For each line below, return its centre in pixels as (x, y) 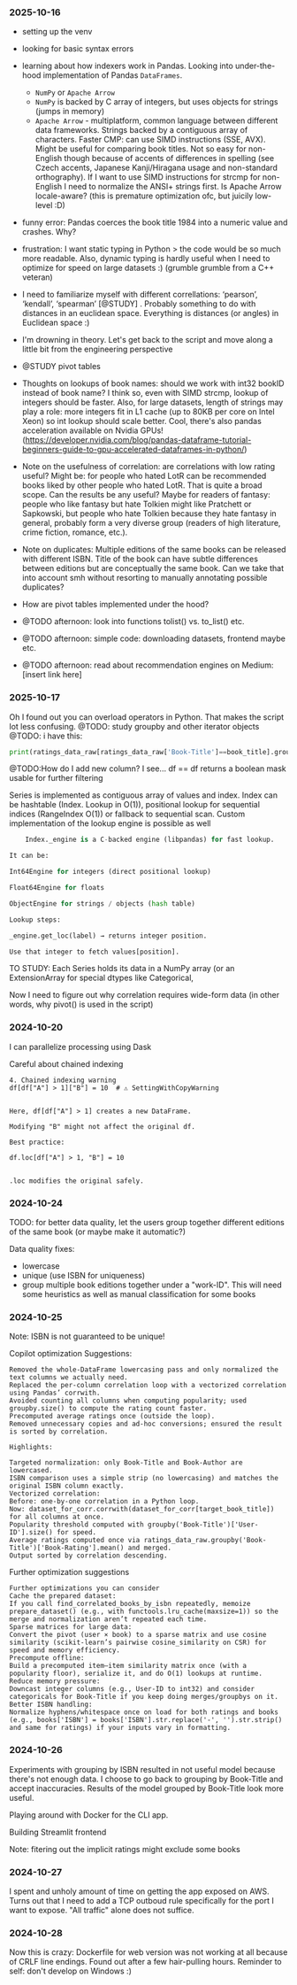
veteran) (37, 277)
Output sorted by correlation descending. (88, 1556)
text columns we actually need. (69, 1378)
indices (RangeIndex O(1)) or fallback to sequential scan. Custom (127, 814)
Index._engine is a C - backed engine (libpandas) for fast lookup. (150, 840)
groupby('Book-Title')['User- (203, 1525)
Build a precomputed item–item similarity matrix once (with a (128, 1666)
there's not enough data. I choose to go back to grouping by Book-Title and (146, 1779)
